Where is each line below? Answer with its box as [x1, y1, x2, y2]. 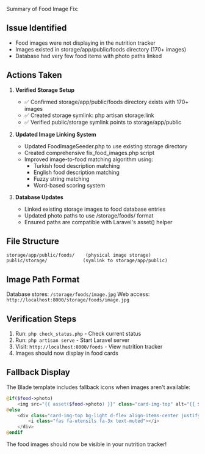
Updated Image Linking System [15, 131, 96, 138]
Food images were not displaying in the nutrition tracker [15, 39, 156, 47]
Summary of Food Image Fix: [6, 6, 79, 12]
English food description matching [33, 168, 120, 176]
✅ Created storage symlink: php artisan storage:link [24, 112, 154, 119]
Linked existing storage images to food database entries [24, 205, 166, 213]
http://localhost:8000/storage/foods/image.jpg [6, 297, 130, 303]
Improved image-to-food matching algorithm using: [24, 156, 154, 163]
